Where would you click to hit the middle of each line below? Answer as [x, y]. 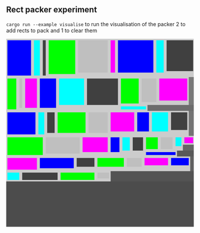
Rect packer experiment [51, 10]
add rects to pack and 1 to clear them [51, 30]
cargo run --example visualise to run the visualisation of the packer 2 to [96, 24]
